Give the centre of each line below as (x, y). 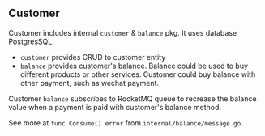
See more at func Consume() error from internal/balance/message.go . (126, 123)
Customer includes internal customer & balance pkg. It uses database (123, 32)
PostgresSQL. (31, 41)
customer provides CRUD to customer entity (93, 57)
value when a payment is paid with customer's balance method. (115, 107)
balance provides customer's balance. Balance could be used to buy (134, 66)
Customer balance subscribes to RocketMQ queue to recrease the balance (132, 98)
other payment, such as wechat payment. (90, 83)
